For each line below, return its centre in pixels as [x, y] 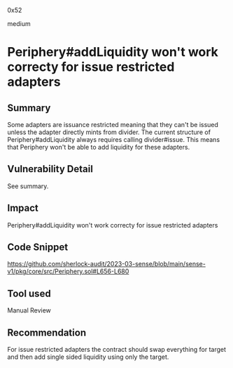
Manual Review [29, 310]
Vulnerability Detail [50, 169]
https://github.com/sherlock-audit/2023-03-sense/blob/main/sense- [107, 264]
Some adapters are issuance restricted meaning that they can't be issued [113, 125]
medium [19, 24]
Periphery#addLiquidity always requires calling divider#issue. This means [114, 139]
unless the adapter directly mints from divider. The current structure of [109, 132]
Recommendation [47, 333]
